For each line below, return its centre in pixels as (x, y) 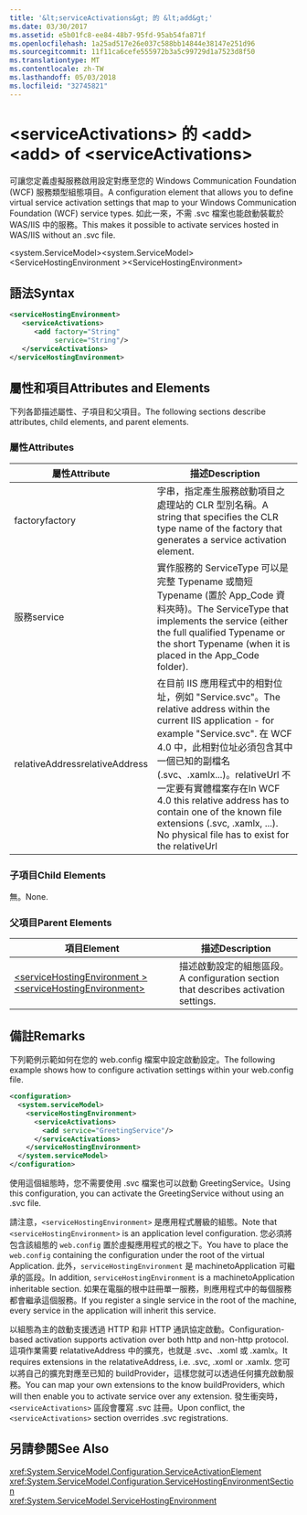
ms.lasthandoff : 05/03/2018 (63, 78)
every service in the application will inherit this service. (113, 1311)
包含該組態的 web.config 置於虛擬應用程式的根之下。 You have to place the (149, 1245)
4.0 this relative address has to (223, 800)
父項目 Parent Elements (61, 923)
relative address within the (213, 709)
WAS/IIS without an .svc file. (63, 235)
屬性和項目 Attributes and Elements (110, 388)
